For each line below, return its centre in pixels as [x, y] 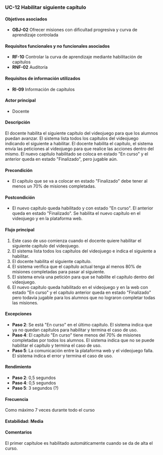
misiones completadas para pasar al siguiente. [58, 271]
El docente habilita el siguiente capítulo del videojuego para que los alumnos [81, 133]
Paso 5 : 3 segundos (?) [35, 388]
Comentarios [19, 432]
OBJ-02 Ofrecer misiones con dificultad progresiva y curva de [74, 30]
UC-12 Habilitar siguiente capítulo [46, 7]
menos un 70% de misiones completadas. [54, 186]
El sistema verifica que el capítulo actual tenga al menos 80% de [77, 266]
